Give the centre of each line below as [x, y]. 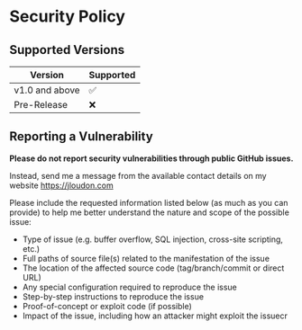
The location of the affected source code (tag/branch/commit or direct [153, 268]
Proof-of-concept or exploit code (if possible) [107, 306]
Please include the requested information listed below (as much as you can [149, 202]
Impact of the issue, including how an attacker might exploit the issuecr [155, 316]
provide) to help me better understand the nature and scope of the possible [150, 212]
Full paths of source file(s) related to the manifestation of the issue [146, 258]
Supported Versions [67, 50]
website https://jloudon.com [62, 185]
